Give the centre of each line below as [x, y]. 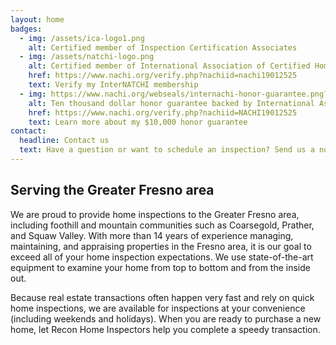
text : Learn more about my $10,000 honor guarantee [138, 122]
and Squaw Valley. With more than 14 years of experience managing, [152, 235]
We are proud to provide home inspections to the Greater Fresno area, [155, 214]
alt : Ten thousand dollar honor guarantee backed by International [171, 103]
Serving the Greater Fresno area [112, 190]
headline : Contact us [64, 141]
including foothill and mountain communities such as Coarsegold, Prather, [162, 225]
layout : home [37, 19]
